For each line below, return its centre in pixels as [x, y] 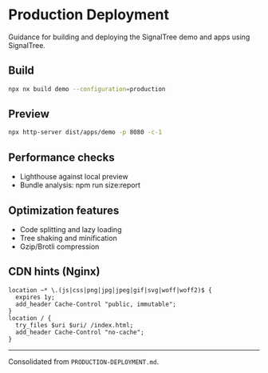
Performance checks [61, 157]
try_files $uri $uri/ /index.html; [75, 325]
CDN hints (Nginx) [54, 272]
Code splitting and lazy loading [71, 229]
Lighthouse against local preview [74, 177]
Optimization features [64, 210]
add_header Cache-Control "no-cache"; [80, 332]
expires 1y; [35, 297]
